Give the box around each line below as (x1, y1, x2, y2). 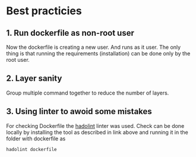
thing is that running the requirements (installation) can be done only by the (6, 50, 191, 57)
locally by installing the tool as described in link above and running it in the (6, 128, 188, 136)
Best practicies (6, 4, 82, 18)
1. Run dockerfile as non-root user (6, 28, 135, 38)
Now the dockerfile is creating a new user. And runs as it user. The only (6, 43, 181, 51)
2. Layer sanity (6, 73, 62, 84)
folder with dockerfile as (6, 135, 66, 142)
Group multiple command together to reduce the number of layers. (6, 89, 169, 96)
